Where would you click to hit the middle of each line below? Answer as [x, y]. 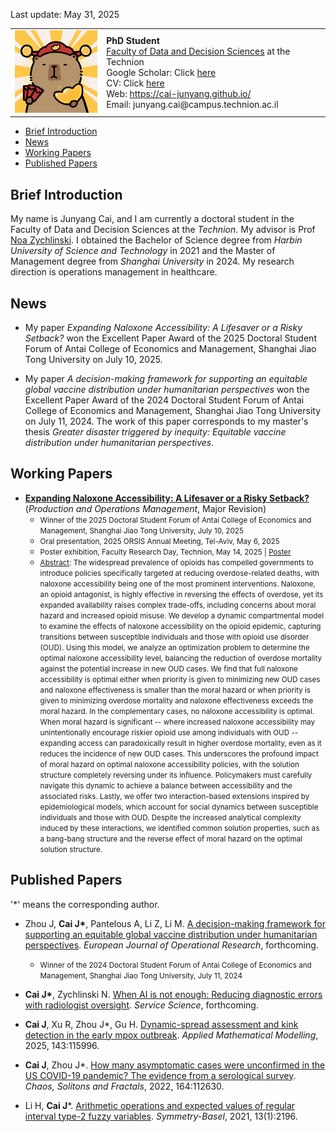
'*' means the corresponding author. [85, 904]
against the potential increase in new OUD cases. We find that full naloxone [168, 669]
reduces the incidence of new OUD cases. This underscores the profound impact [179, 754]
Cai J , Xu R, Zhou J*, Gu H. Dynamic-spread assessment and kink [161, 1024]
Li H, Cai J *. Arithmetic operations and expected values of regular [160, 1105]
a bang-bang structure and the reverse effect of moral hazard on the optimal [171, 839]
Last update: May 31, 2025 [65, 14]
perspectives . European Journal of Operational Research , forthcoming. [171, 945]
